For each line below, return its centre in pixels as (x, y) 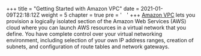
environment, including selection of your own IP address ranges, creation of (100, 40)
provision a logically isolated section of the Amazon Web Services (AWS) (96, 21)
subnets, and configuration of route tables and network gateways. (88, 46)
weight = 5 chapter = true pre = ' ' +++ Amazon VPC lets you (118, 15)
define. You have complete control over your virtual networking (84, 34)
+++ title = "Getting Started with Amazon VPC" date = (73, 9)
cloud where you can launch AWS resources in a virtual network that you (96, 27)
